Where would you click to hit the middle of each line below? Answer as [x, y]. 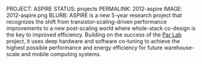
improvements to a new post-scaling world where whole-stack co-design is [101, 28]
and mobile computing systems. [61, 54]
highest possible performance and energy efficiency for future [85, 48]
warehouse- [179, 48]
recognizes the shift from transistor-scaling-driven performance [87, 22]
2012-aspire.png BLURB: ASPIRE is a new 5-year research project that [94, 15]
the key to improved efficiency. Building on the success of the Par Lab [94, 35]
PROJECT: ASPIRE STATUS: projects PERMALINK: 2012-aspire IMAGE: [94, 9]
